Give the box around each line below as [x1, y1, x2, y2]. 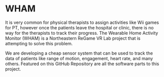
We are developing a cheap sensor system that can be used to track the [5, 50, 153, 56]
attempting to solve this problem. [5, 40, 73, 46]
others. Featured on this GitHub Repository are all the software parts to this [5, 61, 160, 67]
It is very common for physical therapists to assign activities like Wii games [5, 19, 160, 25]
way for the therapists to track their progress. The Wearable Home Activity [5, 30, 159, 36]
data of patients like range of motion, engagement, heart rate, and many [5, 55, 153, 61]
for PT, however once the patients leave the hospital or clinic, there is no [5, 24, 154, 30]
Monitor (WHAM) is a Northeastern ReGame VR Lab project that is [5, 35, 141, 41]
